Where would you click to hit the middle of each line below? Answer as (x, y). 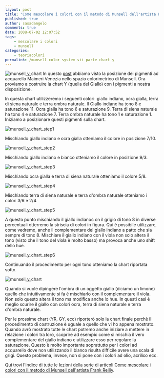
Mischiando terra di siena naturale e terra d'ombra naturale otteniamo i (76, 195)
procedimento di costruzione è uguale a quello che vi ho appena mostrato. (80, 324)
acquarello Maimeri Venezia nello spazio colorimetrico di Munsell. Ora (75, 79)
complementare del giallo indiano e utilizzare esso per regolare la (71, 340)
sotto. (11, 270)
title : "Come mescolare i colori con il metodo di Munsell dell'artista (81, 14)
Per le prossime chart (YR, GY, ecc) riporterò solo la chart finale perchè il (78, 319)
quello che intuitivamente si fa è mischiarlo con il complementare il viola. (78, 294)
